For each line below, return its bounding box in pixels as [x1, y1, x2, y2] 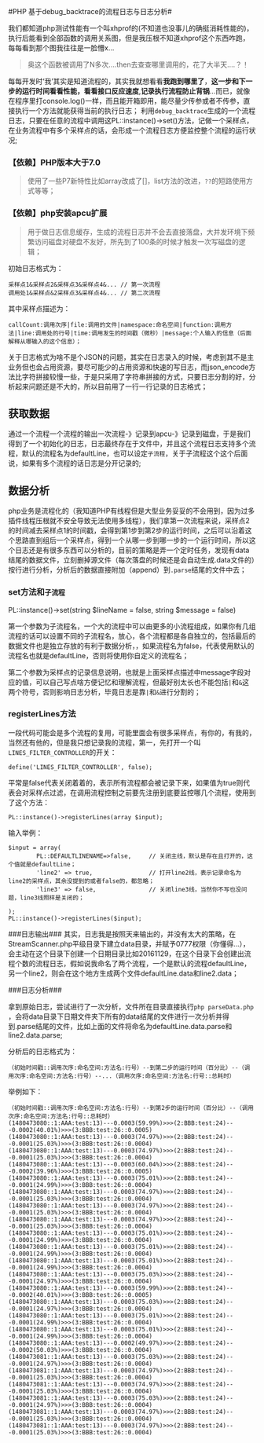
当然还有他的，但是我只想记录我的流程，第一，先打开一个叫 [8, 738, 201, 747]
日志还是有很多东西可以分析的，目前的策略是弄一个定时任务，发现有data [14, 545, 250, 555]
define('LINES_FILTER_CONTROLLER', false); [8, 763, 153, 771]
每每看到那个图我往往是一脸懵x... [8, 43, 115, 53]
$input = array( [8, 844, 61, 852]
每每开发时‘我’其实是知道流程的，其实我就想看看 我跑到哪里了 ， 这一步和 [8, 77, 240, 86]
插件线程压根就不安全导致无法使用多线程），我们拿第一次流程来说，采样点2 [8, 516, 250, 526]
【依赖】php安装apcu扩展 [8, 207, 108, 218]
